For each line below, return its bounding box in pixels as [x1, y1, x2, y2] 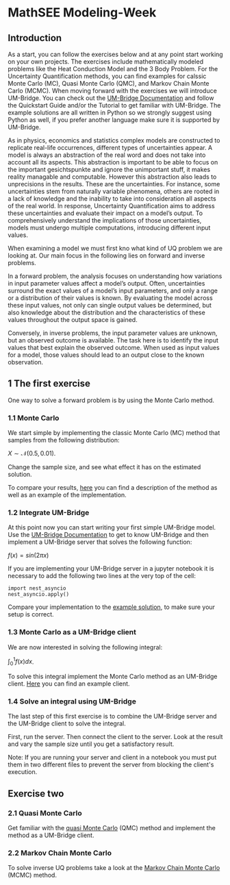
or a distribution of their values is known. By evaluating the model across [8, 294, 213, 302]
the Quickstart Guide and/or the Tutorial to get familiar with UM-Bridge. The [8, 101, 221, 109]
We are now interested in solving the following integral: [8, 643, 163, 651]
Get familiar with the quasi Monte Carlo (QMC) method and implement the [8, 824, 216, 832]
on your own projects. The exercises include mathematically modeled [8, 58, 204, 66]
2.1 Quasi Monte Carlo [8, 808, 82, 818]
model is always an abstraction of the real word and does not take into [8, 151, 206, 159]
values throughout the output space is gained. [8, 316, 138, 323]
